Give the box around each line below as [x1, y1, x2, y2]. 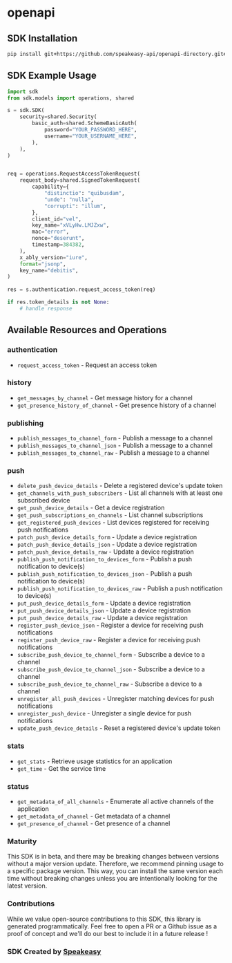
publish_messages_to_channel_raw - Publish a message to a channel [17, 449, 210, 457]
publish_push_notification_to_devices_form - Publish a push [17, 555, 193, 563]
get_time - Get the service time [17, 764, 106, 772]
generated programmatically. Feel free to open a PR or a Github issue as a [7, 922, 217, 931]
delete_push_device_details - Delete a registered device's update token [17, 482, 223, 490]
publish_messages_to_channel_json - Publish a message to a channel [17, 441, 213, 450]
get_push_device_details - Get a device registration [17, 503, 165, 512]
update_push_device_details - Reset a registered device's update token [17, 724, 221, 732]
